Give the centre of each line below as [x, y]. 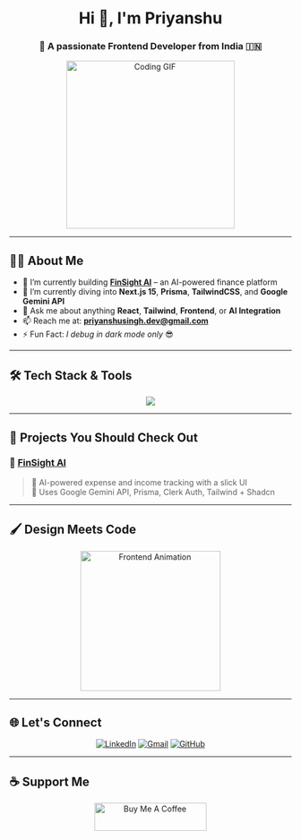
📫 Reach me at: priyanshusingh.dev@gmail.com [115, 321]
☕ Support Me [49, 781]
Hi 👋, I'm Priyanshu [150, 18]
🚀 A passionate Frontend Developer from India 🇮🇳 [150, 47]
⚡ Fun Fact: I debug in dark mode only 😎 [98, 334]
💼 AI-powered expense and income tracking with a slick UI [139, 482]
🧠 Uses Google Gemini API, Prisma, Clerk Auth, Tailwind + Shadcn [153, 492]
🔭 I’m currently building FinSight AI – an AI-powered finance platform [150, 282]
